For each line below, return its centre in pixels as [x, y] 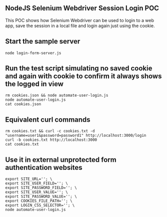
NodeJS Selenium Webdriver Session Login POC [82, 8]
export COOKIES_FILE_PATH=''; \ [39, 201]
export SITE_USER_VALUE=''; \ [37, 192]
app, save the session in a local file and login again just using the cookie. [80, 26]
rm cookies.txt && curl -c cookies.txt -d [50, 131]
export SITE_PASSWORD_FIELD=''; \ [41, 188]
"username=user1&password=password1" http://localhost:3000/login [76, 136]
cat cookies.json [23, 104]
